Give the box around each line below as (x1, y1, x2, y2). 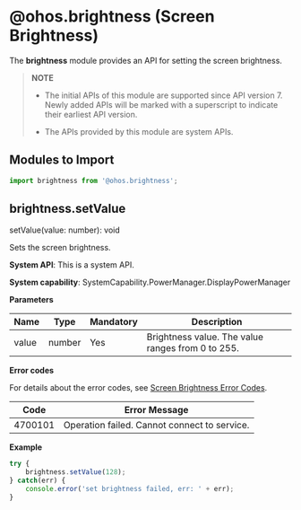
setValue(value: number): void (9, 224, 121, 235)
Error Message (124, 404, 189, 417)
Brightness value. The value (146, 330, 264, 343)
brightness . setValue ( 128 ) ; (25, 468, 126, 477)
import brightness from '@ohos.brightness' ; (9, 176, 178, 185)
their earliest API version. (44, 109, 138, 119)
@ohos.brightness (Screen (9, 6, 215, 27)
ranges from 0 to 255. (146, 342, 240, 355)
